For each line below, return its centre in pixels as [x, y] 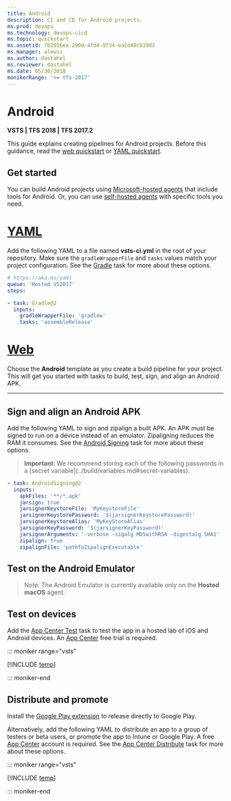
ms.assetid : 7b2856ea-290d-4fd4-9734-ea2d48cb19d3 [81, 45]
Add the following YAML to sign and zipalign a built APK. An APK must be [111, 428]
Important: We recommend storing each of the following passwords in [124, 463]
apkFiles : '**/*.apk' [50, 496]
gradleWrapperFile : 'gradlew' [63, 316]
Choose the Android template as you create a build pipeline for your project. [115, 369]
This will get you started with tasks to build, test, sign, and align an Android [113, 376]
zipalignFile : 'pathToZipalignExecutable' [81, 547]
